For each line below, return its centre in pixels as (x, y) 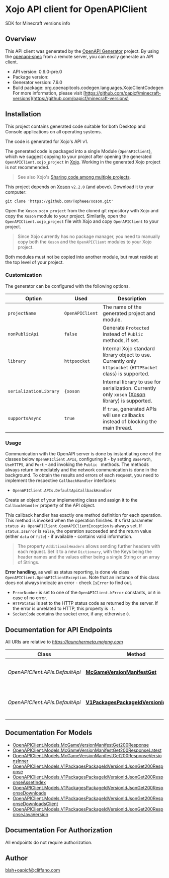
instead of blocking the (130, 421)
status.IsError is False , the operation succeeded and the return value (78, 531)
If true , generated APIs (130, 409)
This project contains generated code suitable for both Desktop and (75, 126)
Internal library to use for (132, 382)
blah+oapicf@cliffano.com (33, 870)
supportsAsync (25, 418)
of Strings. (28, 563)
